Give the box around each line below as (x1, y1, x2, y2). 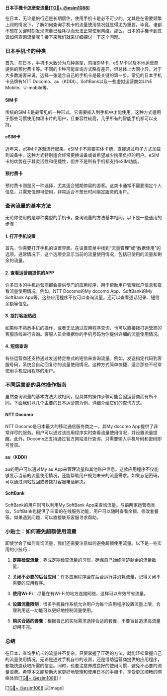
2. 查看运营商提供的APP (5, 270, 54, 275)
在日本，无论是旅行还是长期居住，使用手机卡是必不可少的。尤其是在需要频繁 (5, 15, 162, 21)
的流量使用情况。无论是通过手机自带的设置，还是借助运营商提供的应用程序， (5, 656, 162, 662)
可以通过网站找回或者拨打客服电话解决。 (5, 478, 88, 484)
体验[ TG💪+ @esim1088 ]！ (9, 675, 63, 681)
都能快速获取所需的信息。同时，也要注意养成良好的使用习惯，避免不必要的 (5, 662, 158, 668)
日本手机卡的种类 (5, 47, 46, 54)
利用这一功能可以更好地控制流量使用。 (16, 608, 95, 613)
